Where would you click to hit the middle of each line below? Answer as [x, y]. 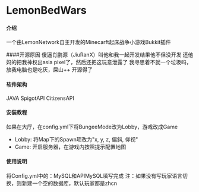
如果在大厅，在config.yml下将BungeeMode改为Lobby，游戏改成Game [92, 127]
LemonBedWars [47, 10]
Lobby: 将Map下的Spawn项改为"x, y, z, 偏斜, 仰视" [76, 139]
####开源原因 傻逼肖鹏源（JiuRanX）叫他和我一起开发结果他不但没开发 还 [97, 55]
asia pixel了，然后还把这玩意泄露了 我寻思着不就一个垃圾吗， [117, 62]
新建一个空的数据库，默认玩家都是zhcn [70, 183]
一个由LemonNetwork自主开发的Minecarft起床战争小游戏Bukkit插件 [89, 42]
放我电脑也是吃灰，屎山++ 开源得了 [50, 70]
